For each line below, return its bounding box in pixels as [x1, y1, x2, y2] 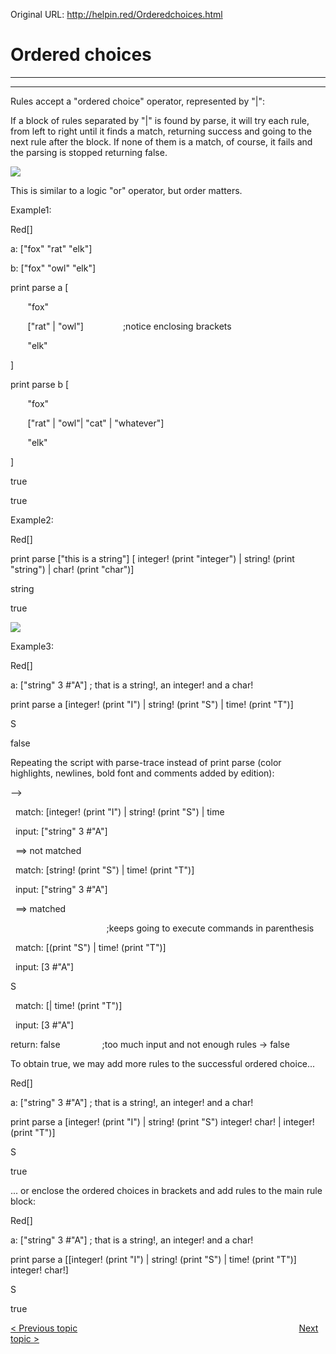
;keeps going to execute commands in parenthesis [106, 922, 315, 934]
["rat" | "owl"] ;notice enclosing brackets [27, 320, 232, 332]
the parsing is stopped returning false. [10, 146, 168, 158]
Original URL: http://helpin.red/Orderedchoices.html [10, 9, 223, 20]
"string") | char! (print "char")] [10, 563, 135, 575]
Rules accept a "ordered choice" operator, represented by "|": [10, 95, 265, 107]
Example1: [10, 204, 52, 216]
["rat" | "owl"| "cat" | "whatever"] [27, 417, 165, 429]
